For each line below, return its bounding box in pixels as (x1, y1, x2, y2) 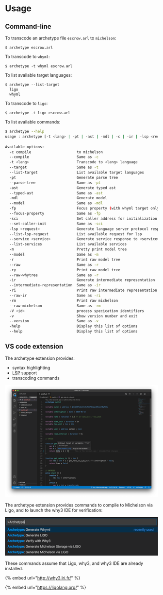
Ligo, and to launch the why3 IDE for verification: (5, 507, 103, 513)
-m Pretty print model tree (9, 247, 127, 252)
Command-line (5, 22, 52, 31)
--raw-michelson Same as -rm (9, 303, 101, 308)
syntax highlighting (12, 365, 50, 370)
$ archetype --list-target (5, 82, 60, 87)
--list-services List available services (9, 242, 127, 247)
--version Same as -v (9, 319, 98, 324)
